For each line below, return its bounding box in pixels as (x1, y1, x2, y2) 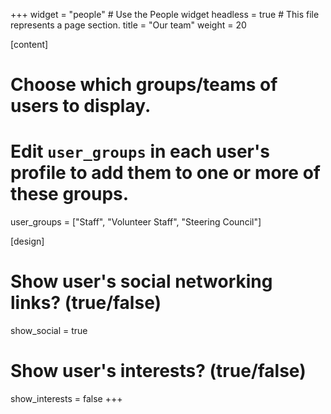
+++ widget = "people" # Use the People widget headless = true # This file (10, 9, 320, 20)
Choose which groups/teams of (10, 74, 278, 96)
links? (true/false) (10, 292, 162, 314)
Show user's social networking (10, 270, 273, 293)
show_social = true (10, 325, 88, 337)
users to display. (10, 95, 152, 118)
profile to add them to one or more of (10, 162, 321, 184)
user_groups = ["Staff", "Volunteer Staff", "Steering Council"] (10, 216, 262, 228)
